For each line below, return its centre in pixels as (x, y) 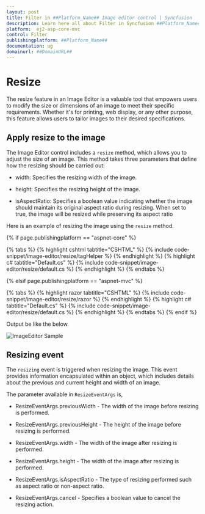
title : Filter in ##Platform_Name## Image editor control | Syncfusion (99, 18)
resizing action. (34, 504)
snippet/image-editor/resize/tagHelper (55, 256)
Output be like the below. (38, 324)
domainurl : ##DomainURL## (39, 52)
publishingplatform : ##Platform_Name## (57, 40)
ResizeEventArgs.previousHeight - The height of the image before (98, 425)
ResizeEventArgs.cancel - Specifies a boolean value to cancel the (98, 498)
